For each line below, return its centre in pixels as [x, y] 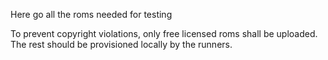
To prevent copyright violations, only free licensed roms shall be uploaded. [164, 33]
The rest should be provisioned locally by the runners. [121, 44]
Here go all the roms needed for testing [91, 14]
